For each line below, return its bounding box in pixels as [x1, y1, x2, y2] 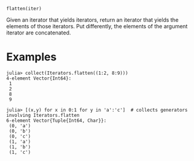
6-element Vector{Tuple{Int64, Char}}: [6, 118, 107, 124]
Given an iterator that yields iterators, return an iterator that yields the [6, 16, 179, 24]
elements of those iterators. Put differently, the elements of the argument [6, 23, 188, 30]
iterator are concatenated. [6, 29, 71, 36]
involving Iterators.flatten [6, 112, 80, 118]
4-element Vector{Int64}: [6, 75, 71, 81]
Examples [6, 50, 57, 64]
